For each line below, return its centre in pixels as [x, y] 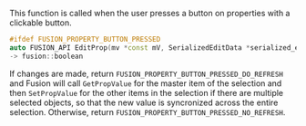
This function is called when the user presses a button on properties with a [150, 13]
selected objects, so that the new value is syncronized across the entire [144, 102]
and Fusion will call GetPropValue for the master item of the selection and [146, 83]
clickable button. [41, 23]
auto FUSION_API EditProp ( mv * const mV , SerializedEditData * [130, 48]
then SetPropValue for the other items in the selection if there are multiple [147, 92]
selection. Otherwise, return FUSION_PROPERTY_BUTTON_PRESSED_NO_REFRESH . [148, 111]
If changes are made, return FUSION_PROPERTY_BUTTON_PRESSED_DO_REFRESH [147, 73]
